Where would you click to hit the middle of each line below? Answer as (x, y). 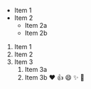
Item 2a (36, 25)
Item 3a (36, 69)
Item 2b (36, 33)
